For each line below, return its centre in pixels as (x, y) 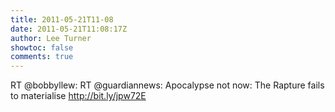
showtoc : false (42, 47)
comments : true (42, 57)
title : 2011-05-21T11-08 (62, 19)
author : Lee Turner (51, 38)
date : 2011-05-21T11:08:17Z (69, 29)
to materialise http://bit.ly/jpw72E (78, 96)
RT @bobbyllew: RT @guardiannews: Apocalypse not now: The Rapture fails (167, 85)
